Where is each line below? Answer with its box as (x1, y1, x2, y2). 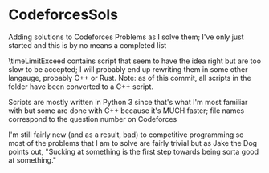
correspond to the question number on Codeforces (8, 114, 177, 123)
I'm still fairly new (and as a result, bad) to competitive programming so (8, 130, 244, 139)
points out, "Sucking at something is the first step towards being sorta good (8, 147, 259, 156)
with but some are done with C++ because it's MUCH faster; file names (8, 106, 245, 115)
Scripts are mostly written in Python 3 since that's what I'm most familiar (8, 97, 248, 107)
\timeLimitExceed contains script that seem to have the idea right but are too (8, 56, 262, 66)
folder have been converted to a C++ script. (8, 82, 154, 91)
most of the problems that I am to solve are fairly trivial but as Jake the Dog (8, 138, 258, 147)
